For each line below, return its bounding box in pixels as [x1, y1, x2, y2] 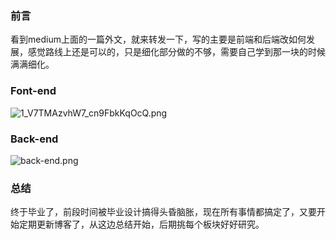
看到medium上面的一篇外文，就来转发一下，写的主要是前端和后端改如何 [10, 33, 307, 46]
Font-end [10, 84, 57, 98]
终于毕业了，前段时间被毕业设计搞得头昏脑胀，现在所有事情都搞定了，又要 [10, 206, 317, 218]
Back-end [10, 132, 59, 146]
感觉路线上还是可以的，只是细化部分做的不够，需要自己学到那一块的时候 [27, 46, 326, 58]
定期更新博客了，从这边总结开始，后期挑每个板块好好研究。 [18, 218, 265, 231]
